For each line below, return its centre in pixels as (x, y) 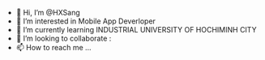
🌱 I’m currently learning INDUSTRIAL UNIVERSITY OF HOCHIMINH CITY (136, 30)
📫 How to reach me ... (53, 47)
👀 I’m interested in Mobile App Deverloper (86, 21)
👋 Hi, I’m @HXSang (48, 13)
